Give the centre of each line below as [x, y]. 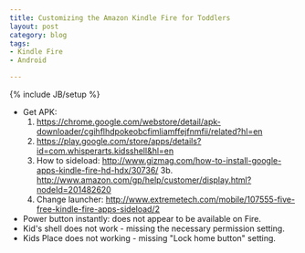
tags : [20, 43]
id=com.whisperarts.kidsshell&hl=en [105, 151]
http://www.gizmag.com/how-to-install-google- [192, 160]
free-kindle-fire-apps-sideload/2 [98, 209]
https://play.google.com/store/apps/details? [119, 141]
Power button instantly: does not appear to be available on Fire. [142, 219]
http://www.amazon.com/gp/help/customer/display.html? [144, 180]
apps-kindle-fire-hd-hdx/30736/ [97, 170]
